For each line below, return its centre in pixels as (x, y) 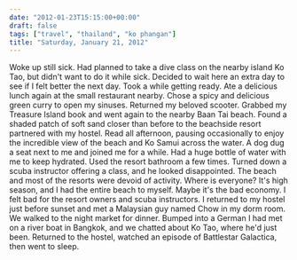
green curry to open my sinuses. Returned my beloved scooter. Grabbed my (148, 105)
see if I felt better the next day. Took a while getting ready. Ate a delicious (143, 86)
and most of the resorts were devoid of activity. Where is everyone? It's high (148, 181)
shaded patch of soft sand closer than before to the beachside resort (135, 124)
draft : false (33, 26)
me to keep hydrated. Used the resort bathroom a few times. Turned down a (148, 162)
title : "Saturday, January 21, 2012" (79, 42)
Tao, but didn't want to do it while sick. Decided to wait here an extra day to (147, 77)
